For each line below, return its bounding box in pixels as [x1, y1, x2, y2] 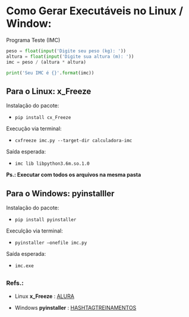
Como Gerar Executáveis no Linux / [6, 4, 183, 18]
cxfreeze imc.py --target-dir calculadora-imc [14, 138, 133, 144]
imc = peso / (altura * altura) [6, 59, 86, 65]
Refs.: [6, 279, 24, 287]
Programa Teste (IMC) [6, 36, 61, 43]
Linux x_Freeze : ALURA [14, 293, 74, 300]
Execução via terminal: [6, 125, 62, 132]
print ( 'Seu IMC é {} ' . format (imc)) [6, 70, 94, 76]
